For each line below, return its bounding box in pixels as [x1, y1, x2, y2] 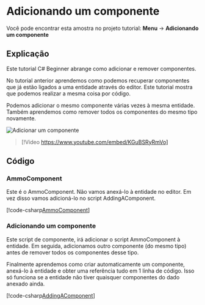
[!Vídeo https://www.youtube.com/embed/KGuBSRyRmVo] [21, 138, 168, 145]
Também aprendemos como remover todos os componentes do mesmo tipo [6, 108, 198, 116]
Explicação [6, 49, 49, 59]
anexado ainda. [6, 280, 45, 287]
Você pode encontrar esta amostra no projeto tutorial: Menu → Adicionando [6, 24, 199, 32]
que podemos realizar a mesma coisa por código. [6, 90, 131, 97]
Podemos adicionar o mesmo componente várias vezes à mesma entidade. [6, 101, 195, 109]
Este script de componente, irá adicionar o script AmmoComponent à [6, 235, 181, 243]
